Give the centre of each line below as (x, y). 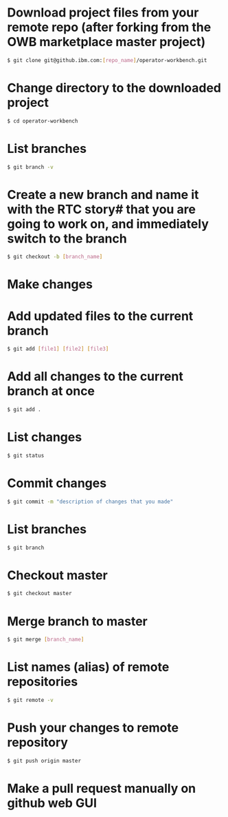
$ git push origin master (44, 761)
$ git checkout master (39, 594)
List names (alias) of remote (88, 667)
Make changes (50, 285)
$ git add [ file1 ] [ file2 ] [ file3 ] (58, 349)
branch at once (51, 391)
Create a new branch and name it (103, 195)
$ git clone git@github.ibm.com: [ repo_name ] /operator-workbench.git (107, 60)
